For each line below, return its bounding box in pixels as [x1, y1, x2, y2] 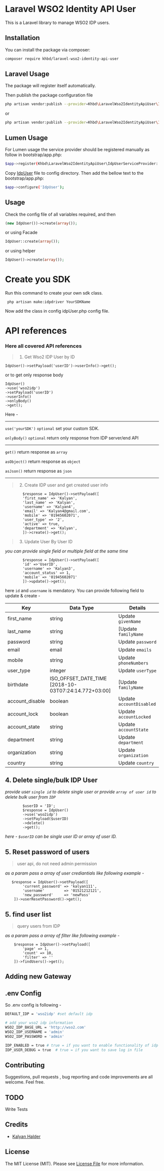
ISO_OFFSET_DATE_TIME [49, 675, 107, 682]
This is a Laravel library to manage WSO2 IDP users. [5, 20, 110, 25]
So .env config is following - [5, 1002, 62, 1008]
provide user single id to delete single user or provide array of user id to [5, 789, 156, 795]
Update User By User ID [24, 538, 73, 544]
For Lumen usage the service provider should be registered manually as [5, 147, 150, 152]
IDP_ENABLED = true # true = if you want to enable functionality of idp [5, 1043, 159, 1048]
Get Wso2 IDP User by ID [24, 354, 75, 360]
